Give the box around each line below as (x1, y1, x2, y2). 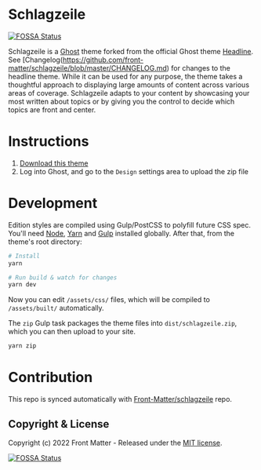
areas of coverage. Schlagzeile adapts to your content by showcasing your (8, 88, 250, 97)
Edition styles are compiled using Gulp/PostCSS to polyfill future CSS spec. (8, 220, 251, 229)
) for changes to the (166, 63, 231, 72)
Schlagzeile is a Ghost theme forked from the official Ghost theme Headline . (8, 46, 254, 56)
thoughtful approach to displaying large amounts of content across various (8, 80, 249, 89)
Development (8, 195, 98, 213)
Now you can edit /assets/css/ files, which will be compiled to (8, 295, 210, 304)
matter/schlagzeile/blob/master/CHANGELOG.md (8, 63, 167, 72)
